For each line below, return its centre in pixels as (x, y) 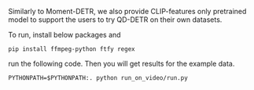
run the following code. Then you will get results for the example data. (121, 63)
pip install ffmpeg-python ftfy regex (72, 49)
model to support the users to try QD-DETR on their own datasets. (115, 20)
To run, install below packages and (64, 35)
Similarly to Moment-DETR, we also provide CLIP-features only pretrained (127, 11)
